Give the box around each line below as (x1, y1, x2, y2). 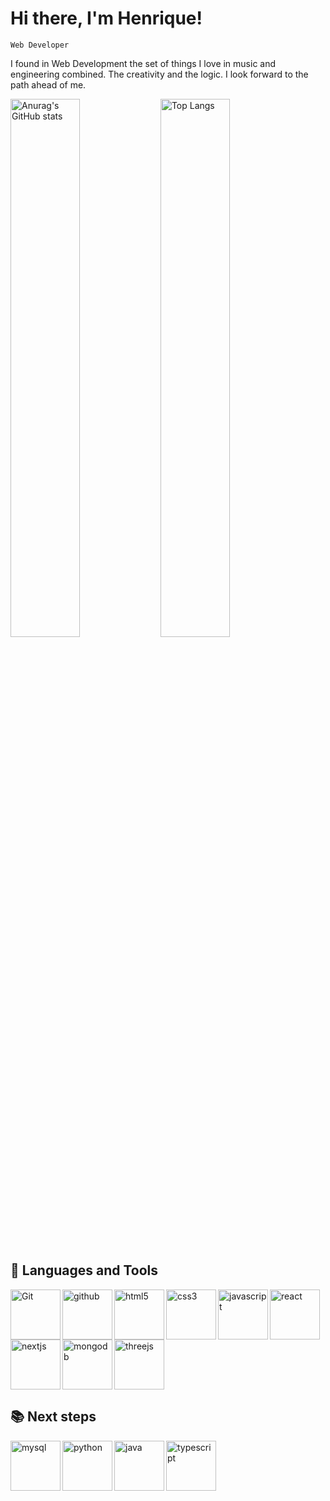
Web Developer (10, 40, 70, 50)
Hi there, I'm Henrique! (10, 7, 203, 30)
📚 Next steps (10, 1408, 97, 1426)
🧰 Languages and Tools (10, 1262, 159, 1279)
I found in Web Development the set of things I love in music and (10, 57, 277, 69)
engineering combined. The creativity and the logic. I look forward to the (10, 68, 309, 80)
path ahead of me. (10, 78, 87, 91)
